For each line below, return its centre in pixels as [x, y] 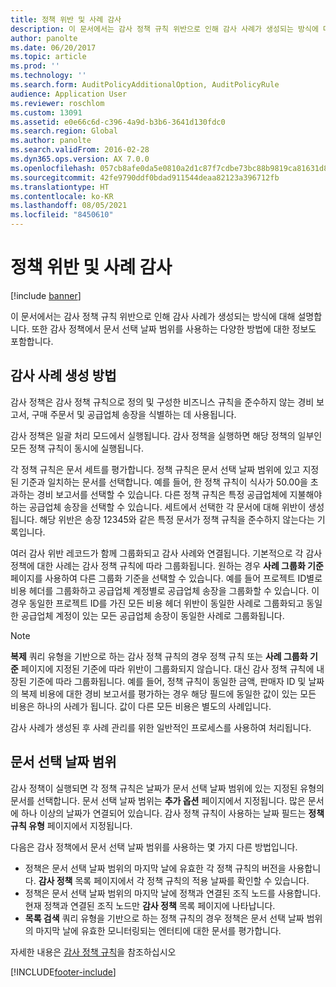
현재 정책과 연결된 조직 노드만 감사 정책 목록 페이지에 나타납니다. [150, 905]
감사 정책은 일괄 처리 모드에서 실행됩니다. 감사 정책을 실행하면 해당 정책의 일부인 [166, 435]
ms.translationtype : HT [60, 187]
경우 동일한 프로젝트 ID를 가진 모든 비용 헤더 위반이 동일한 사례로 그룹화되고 [157, 603]
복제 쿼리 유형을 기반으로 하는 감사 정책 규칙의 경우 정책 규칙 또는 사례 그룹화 [159, 656]
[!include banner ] [46, 295]
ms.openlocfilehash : [53, 168]
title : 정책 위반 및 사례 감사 [66, 19]
